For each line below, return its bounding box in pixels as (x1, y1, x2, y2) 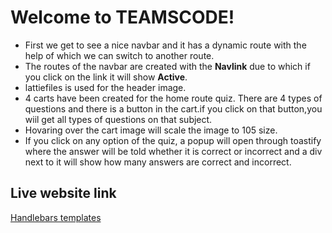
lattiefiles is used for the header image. (24, 81, 187, 93)
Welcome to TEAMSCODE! (10, 6, 235, 29)
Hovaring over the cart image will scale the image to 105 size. (24, 124, 278, 136)
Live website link (10, 185, 117, 202)
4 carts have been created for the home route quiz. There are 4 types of (24, 92, 323, 104)
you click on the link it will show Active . (24, 71, 188, 83)
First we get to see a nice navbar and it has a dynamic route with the (24, 39, 307, 51)
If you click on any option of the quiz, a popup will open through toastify (24, 134, 322, 146)
